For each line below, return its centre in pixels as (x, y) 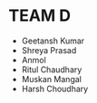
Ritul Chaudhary (52, 70)
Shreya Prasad (49, 50)
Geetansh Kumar (53, 41)
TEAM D (40, 16)
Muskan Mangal (52, 79)
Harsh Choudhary (55, 89)
